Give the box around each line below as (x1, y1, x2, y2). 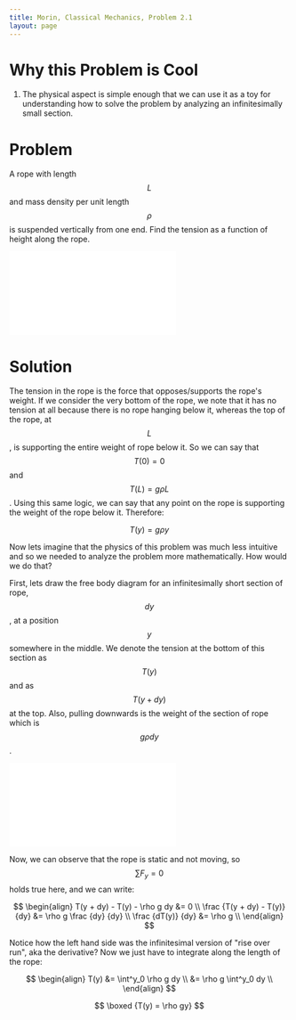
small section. (21, 108, 74, 118)
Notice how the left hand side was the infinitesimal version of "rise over (9, 937, 271, 949)
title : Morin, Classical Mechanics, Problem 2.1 (9, 12, 193, 22)
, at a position (9, 616, 60, 626)
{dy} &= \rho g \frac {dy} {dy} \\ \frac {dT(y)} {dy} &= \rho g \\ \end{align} (14, 910, 284, 922)
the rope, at (9, 414, 52, 425)
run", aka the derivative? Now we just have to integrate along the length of (9, 947, 281, 958)
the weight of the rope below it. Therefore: (9, 507, 164, 518)
